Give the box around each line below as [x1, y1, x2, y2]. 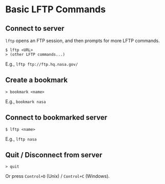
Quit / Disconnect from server [5, 151, 102, 159]
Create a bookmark [5, 76, 68, 85]
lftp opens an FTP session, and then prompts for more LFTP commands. [5, 37, 160, 44]
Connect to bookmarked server [5, 113, 108, 122]
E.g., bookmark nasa [5, 98, 46, 105]
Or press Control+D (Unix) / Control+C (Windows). [5, 173, 110, 179]
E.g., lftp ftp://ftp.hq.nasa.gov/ [5, 61, 78, 67]
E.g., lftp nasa [5, 136, 37, 142]
